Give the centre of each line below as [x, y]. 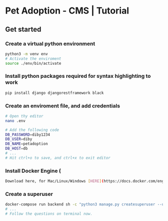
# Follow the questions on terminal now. [49, 214]
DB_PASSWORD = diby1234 [28, 135]
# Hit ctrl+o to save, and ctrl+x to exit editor [58, 158]
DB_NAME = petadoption [27, 144]
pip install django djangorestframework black [54, 93]
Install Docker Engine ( [33, 171]
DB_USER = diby [19, 139]
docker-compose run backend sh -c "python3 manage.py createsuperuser [80, 204]
